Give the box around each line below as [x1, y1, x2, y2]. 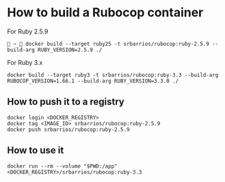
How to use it [7, 145, 64, 156]
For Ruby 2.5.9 [7, 27, 49, 35]
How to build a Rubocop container [7, 5, 204, 20]
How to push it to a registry [7, 96, 124, 108]
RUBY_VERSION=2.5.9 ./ [37, 46, 103, 53]
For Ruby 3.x [7, 58, 43, 66]
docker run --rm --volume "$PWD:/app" [7, 162, 118, 170]
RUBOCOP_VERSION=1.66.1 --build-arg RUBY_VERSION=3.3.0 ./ [7, 77, 179, 85]
